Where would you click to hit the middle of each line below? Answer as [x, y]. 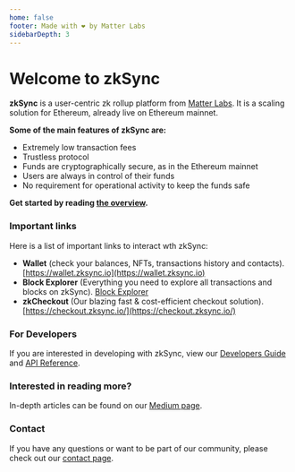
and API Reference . [45, 363]
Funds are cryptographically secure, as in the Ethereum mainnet [140, 167]
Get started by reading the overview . [79, 203]
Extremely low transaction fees [79, 148]
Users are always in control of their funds [98, 176]
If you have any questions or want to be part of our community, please [139, 448]
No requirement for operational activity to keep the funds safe [136, 185]
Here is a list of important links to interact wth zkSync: [109, 245]
